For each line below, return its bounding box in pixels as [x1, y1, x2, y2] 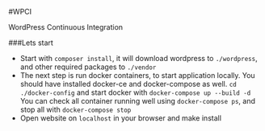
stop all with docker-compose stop [19, 104, 132, 114]
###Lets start [8, 38, 54, 47]
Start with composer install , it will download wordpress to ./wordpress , [19, 54, 258, 63]
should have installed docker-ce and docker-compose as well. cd [19, 80, 237, 88]
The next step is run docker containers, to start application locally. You [19, 71, 256, 80]
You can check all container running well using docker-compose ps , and [19, 96, 256, 105]
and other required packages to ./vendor [19, 62, 157, 72]
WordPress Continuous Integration [8, 23, 124, 31]
